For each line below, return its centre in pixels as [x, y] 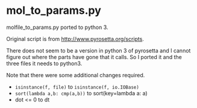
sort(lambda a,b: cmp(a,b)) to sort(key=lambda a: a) [81, 93]
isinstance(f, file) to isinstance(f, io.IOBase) [77, 87]
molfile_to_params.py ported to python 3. [57, 27]
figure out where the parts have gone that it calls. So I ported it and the [94, 57]
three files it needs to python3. [44, 63]
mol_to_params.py [54, 11]
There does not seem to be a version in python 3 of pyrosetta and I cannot [98, 50]
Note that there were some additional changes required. [76, 75]
